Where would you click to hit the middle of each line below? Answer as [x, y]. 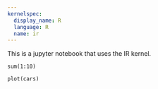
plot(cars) [23, 79]
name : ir [26, 34]
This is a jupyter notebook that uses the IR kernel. [79, 54]
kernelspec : [25, 14]
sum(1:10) [22, 67]
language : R [31, 27]
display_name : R [37, 20]
